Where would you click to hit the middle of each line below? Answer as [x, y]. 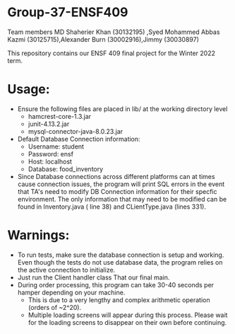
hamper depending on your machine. [71, 292]
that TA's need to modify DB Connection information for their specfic [117, 191]
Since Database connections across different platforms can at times [116, 176]
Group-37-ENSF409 [68, 12]
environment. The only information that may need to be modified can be [122, 199]
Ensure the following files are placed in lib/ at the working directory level [122, 109]
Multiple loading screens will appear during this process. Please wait [128, 315]
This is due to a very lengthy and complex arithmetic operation [119, 300]
